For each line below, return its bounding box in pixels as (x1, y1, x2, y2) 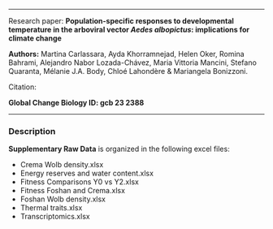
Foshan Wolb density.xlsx (19, 194, 106, 204)
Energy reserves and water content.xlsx (19, 168, 154, 179)
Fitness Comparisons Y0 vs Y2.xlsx (19, 177, 140, 187)
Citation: (8, 82, 37, 92)
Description (8, 125, 56, 136)
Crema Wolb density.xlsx (19, 160, 104, 170)
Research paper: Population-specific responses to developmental (8, 16, 234, 25)
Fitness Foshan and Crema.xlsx (19, 186, 126, 196)
